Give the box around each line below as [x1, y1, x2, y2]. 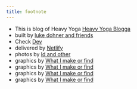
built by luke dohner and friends [14, 31, 94, 39]
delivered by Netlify [14, 44, 64, 51]
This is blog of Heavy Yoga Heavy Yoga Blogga [14, 25, 131, 32]
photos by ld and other [14, 50, 71, 57]
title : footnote [6, 8, 46, 15]
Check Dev [14, 38, 42, 45]
